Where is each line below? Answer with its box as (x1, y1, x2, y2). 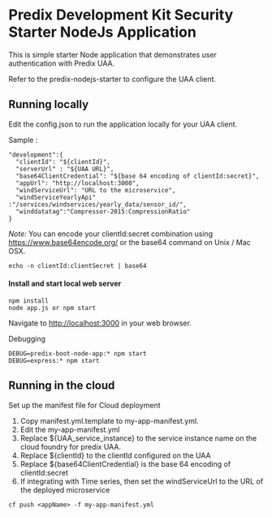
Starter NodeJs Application (8, 23, 196, 41)
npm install (8, 296, 49, 305)
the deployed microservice (19, 485, 110, 494)
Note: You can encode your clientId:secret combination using (8, 229, 214, 239)
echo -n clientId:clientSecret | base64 (8, 261, 148, 269)
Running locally (8, 97, 89, 111)
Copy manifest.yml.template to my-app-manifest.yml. (19, 416, 199, 425)
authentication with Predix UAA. (8, 58, 115, 68)
